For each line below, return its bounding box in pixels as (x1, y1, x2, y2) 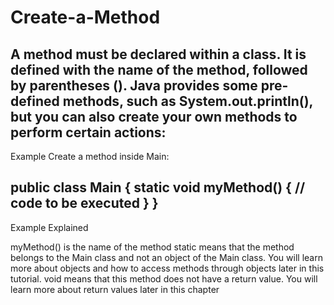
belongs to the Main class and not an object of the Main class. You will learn (10, 251, 323, 263)
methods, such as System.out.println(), (62, 92, 313, 110)
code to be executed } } (10, 195, 159, 212)
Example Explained (10, 221, 89, 233)
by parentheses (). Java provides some (10, 77, 258, 94)
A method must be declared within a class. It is (10, 46, 307, 63)
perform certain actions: (10, 124, 167, 141)
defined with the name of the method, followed (10, 61, 308, 78)
